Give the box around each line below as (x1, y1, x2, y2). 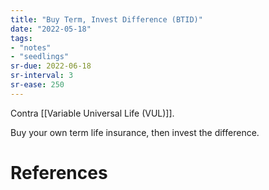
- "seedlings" (10, 52, 70, 62)
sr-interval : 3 (10, 71, 74, 81)
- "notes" (10, 42, 52, 53)
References (10, 161, 108, 184)
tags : (10, 33, 33, 43)
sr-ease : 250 (10, 80, 65, 90)
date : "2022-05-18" (10, 24, 92, 34)
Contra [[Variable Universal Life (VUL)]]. (10, 107, 175, 119)
